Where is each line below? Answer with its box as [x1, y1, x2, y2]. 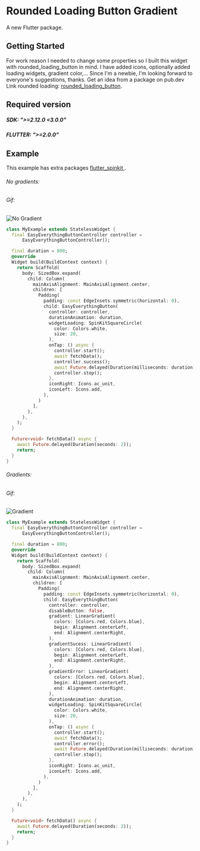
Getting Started [6, 41, 65, 51]
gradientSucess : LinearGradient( [48, 641, 132, 647]
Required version [6, 99, 71, 110]
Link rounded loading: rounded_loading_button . [6, 82, 123, 89]
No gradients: [6, 177, 40, 185]
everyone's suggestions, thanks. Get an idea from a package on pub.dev [6, 76, 185, 83]
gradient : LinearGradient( [48, 613, 116, 619]
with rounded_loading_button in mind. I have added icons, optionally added [6, 63, 190, 70]
